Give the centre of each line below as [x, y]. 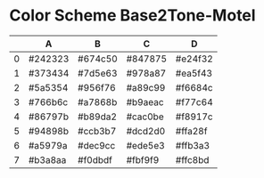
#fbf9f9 [143, 159]
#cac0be [145, 117]
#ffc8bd [192, 159]
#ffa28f [191, 131]
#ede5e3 [145, 145]
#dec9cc [96, 145]
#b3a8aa [47, 159]
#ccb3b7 [97, 131]
